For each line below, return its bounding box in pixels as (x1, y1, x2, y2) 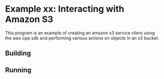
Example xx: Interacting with (5, 3, 125, 15)
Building (5, 49, 31, 58)
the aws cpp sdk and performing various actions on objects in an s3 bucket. (5, 35, 160, 41)
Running (5, 66, 32, 74)
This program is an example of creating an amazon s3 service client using (5, 30, 155, 36)
